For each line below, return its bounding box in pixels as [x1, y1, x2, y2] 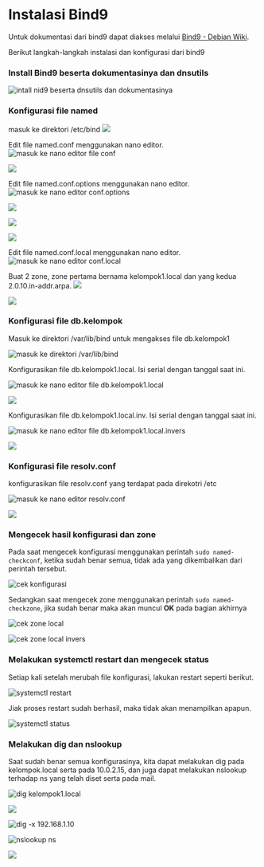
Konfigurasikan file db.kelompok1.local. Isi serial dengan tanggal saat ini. [8, 364, 246, 374]
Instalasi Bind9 [8, 6, 109, 24]
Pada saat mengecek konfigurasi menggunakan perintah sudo [8, 547, 210, 557]
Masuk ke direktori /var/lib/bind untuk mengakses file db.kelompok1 [8, 333, 231, 343]
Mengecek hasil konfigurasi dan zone [8, 529, 157, 540]
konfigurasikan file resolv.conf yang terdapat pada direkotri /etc [8, 479, 217, 488]
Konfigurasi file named [8, 105, 99, 116]
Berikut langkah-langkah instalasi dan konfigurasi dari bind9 [8, 47, 205, 57]
